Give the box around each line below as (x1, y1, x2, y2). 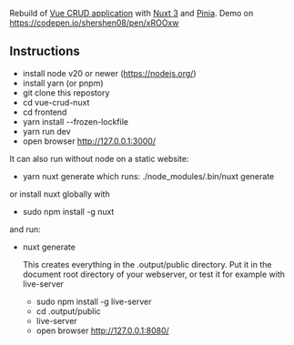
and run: (9, 223, 41, 235)
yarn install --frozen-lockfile (22, 116, 129, 127)
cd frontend (22, 107, 67, 117)
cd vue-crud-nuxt (22, 96, 90, 107)
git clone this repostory (22, 86, 110, 98)
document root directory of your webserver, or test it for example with (22, 269, 285, 279)
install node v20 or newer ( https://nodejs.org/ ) (22, 67, 197, 78)
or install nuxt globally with (9, 188, 111, 199)
